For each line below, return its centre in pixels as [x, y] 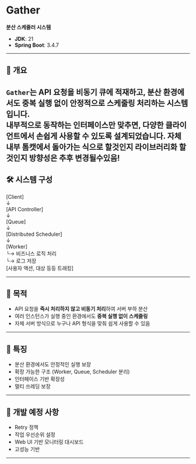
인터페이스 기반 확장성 [40, 379]
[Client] [15, 197]
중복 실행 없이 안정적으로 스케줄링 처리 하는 [93, 103]
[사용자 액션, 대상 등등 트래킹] [40, 268]
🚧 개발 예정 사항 [33, 412]
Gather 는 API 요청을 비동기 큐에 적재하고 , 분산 [84, 92]
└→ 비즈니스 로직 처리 [32, 253]
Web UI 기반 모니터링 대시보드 [49, 442]
